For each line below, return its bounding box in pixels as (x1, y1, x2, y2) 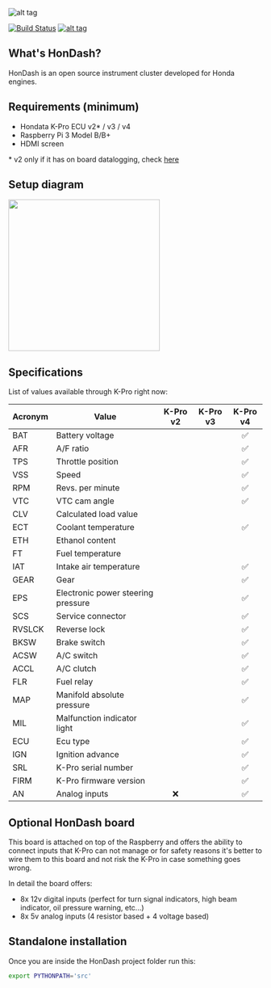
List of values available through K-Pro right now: (8, 387, 168, 397)
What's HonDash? (8, 47, 102, 61)
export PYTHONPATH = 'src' (8, 972, 92, 980)
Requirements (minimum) (8, 100, 140, 114)
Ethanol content (56, 535, 116, 546)
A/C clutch (56, 663, 97, 675)
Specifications (8, 365, 83, 379)
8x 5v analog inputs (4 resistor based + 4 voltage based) (19, 911, 210, 921)
